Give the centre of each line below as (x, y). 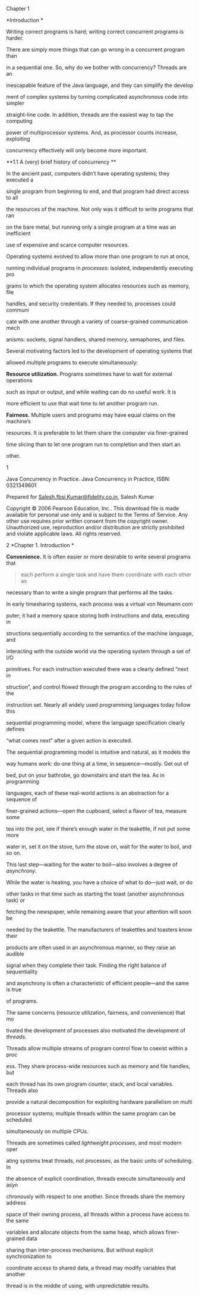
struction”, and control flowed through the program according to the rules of (99, 687)
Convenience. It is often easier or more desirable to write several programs (99, 557)
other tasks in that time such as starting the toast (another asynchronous (95, 894)
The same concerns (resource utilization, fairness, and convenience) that (96, 1012)
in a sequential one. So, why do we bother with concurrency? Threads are (97, 67)
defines (15, 729)
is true (14, 990)
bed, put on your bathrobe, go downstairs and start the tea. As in (86, 775)
